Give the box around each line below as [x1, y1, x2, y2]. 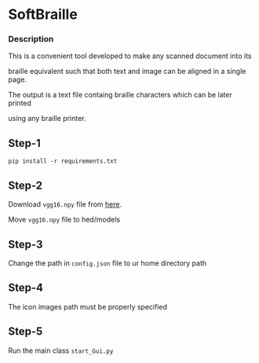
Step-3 [8, 237, 43, 251]
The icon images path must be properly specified [8, 302, 167, 311]
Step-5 [8, 324, 43, 339]
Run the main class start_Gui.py [8, 346, 114, 355]
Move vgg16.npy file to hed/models [8, 214, 120, 225]
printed [8, 98, 31, 108]
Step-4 [8, 281, 44, 295]
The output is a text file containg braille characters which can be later [8, 90, 233, 100]
